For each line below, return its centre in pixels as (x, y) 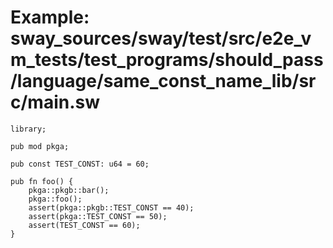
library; (28, 129)
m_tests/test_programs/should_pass (167, 60)
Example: (50, 17)
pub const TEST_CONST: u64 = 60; (80, 164)
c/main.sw (55, 102)
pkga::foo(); (55, 199)
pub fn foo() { (42, 181)
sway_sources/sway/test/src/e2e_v (161, 38)
